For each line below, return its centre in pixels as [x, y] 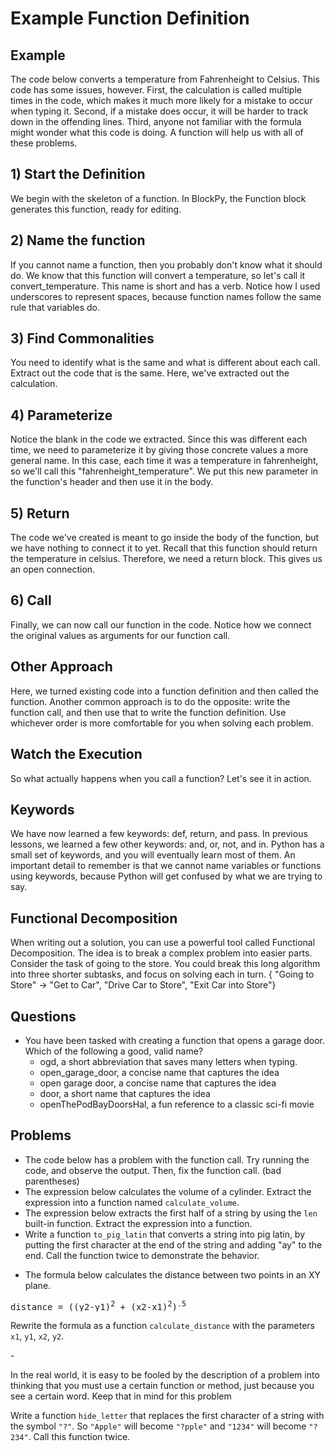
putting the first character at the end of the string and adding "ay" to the [173, 1244]
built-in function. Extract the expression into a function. [138, 1223]
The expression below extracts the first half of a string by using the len [171, 1213]
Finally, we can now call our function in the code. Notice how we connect [161, 624]
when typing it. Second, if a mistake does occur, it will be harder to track [159, 111]
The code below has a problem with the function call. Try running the [167, 1159]
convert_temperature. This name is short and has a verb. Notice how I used [165, 286]
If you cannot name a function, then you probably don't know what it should [166, 264]
